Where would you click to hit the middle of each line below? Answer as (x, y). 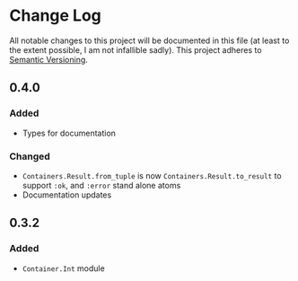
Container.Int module (63, 268)
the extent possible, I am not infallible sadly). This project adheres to (136, 49)
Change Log (55, 16)
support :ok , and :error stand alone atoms (101, 185)
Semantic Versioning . (48, 59)
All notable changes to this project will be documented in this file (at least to (149, 40)
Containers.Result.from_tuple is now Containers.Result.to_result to (152, 175)
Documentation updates (67, 195)
